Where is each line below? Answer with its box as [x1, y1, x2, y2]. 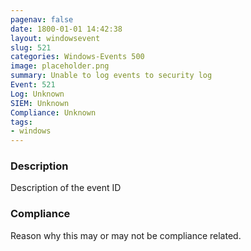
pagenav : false [10, 14, 74, 25]
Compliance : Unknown [10, 107, 97, 118]
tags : [10, 117, 33, 127]
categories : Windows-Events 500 [10, 52, 145, 62]
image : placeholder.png [10, 61, 110, 71]
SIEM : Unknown [10, 98, 70, 108]
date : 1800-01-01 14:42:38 [10, 24, 123, 34]
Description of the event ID [10, 182, 122, 194]
